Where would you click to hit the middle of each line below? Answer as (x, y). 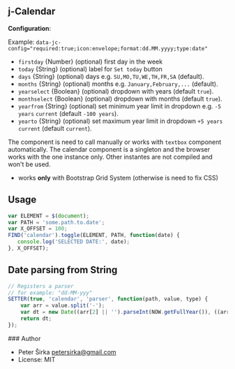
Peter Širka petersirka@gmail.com (67, 352)
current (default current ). (55, 128)
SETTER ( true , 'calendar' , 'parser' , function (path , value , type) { (108, 299)
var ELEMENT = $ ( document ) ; (49, 216)
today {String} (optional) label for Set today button (90, 68)
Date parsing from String (63, 270)
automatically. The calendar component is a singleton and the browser (109, 149)
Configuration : (30, 28)
